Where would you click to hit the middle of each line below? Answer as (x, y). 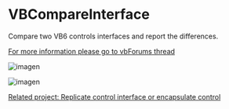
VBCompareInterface (79, 15)
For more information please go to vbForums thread (91, 51)
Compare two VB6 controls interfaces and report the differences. (113, 36)
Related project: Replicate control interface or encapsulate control (114, 96)
